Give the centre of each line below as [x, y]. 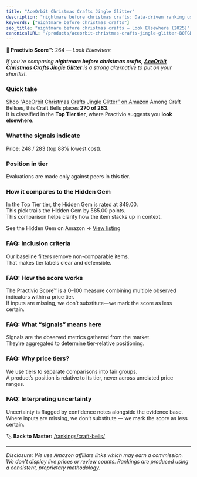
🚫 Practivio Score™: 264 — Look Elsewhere [59, 50]
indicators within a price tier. [40, 296]
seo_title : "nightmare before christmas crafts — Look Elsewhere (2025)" [98, 28]
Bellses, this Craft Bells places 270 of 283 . [57, 108]
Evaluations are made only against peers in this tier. [68, 177]
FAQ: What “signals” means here [54, 324]
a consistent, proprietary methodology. [53, 468]
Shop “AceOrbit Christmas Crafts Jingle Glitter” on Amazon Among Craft [94, 102]
